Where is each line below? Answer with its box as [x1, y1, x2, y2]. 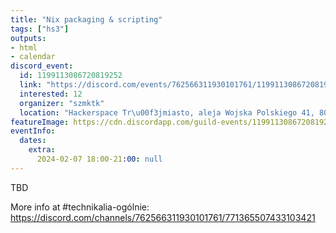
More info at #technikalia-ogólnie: [10, 201, 150, 213]
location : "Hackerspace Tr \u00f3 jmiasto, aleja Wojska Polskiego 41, [19, 107, 315, 118]
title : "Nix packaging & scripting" [10, 14, 163, 25]
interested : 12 [19, 89, 83, 99]
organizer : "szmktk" [19, 98, 105, 108]
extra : [28, 145, 56, 155]
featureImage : [10, 117, 70, 127]
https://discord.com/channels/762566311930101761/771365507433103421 [10, 211, 316, 223]
